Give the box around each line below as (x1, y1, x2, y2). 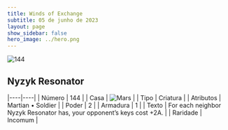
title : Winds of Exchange (7, 10, 83, 17)
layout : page (7, 23, 45, 30)
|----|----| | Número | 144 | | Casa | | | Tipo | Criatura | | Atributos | (7, 93, 222, 101)
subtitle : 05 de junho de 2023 (7, 17, 99, 24)
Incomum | (7, 115, 38, 124)
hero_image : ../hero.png (7, 36, 80, 43)
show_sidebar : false (7, 29, 68, 37)
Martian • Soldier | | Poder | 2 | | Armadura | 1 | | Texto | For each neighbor (7, 101, 222, 109)
